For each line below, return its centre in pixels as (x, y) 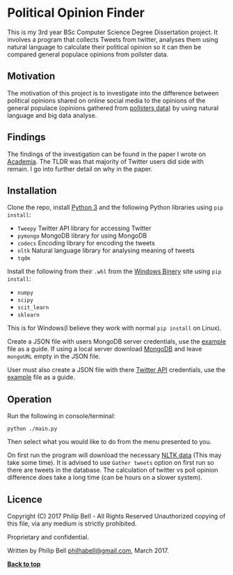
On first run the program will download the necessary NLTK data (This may (114, 455)
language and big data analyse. (52, 115)
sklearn (28, 315)
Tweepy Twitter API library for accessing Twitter (84, 229)
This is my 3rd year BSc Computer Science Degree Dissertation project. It (113, 32)
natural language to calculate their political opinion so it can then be (104, 47)
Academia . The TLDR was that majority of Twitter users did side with (105, 161)
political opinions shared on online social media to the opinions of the (106, 100)
